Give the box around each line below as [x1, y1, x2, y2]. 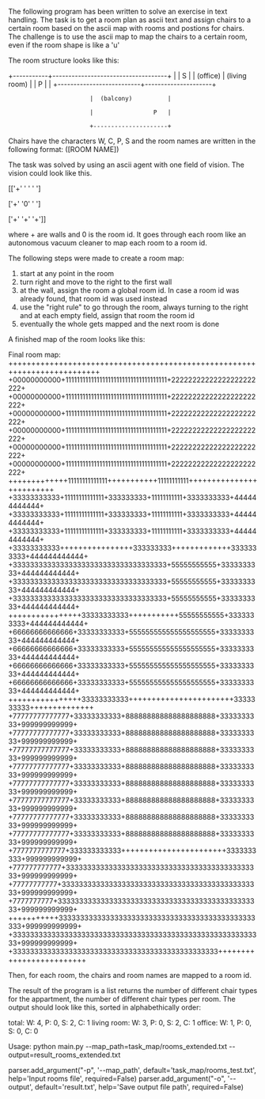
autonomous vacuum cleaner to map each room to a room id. [8, 238, 207, 248]
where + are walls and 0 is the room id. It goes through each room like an [8, 229, 247, 239]
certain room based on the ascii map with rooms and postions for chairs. [8, 24, 245, 32]
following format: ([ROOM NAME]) [8, 145, 119, 153]
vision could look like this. [8, 169, 93, 177]
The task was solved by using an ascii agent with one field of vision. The [8, 160, 245, 169]
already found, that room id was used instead [19, 294, 168, 303]
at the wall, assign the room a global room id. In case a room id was [19, 286, 240, 295]
